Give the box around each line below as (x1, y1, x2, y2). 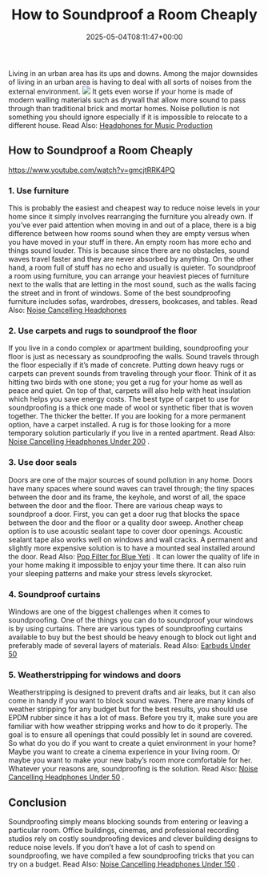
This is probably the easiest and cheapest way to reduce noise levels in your (8, 203, 261, 213)
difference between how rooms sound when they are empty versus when (8, 229, 250, 238)
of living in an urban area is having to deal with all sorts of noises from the (8, 77, 252, 86)
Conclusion (8, 795, 67, 809)
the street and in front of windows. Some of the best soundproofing (8, 288, 231, 298)
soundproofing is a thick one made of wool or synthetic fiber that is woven (8, 402, 254, 413)
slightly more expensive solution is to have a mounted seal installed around (8, 543, 256, 553)
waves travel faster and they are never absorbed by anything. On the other (8, 254, 254, 264)
